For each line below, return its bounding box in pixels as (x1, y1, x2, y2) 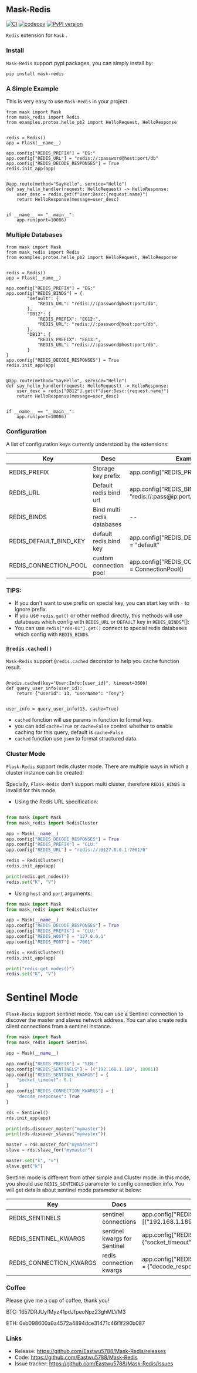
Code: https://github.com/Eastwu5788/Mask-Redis (14, 1354, 138, 1361)
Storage (93, 465, 115, 472)
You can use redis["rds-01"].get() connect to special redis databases (14, 625, 188, 632)
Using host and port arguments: (14, 890, 92, 897)
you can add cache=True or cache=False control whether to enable (14, 722, 173, 729)
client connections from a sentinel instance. (6, 1023, 111, 1030)
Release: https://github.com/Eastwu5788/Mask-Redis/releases (14, 1348, 166, 1355)
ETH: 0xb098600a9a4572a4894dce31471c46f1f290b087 (6, 1320, 145, 1327)
